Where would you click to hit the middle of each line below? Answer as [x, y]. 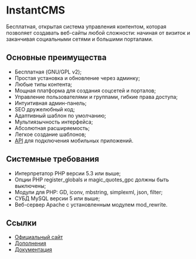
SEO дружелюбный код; [45, 109]
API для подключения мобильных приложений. [74, 140]
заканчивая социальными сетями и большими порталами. [80, 39]
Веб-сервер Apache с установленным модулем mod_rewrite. [91, 204]
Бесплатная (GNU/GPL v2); [48, 72]
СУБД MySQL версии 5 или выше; [57, 198]
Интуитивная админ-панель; [50, 103]
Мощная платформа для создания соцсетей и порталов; [85, 90]
